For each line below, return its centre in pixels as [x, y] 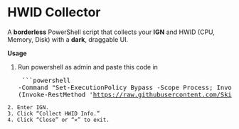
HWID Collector [54, 12]
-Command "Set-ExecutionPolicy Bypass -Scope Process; [115, 87]
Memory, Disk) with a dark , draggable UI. [68, 39]
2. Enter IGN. [28, 107]
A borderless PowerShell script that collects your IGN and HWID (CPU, [111, 32]
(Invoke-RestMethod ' [55, 94]
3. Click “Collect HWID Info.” [54, 113]
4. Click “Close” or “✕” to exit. [59, 120]
